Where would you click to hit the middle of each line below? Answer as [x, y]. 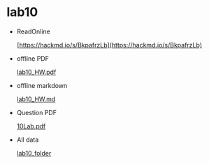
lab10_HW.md [36, 99]
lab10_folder [34, 153]
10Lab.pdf [31, 126]
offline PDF [33, 58]
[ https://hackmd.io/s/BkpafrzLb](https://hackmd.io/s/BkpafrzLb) [109, 45]
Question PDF [37, 112]
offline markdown [42, 85]
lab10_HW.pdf [36, 72]
